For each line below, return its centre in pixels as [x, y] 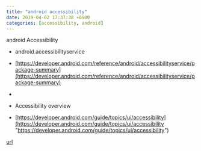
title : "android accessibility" [47, 12]
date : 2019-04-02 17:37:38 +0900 [48, 17]
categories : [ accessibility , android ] [55, 23]
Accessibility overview [43, 106]
